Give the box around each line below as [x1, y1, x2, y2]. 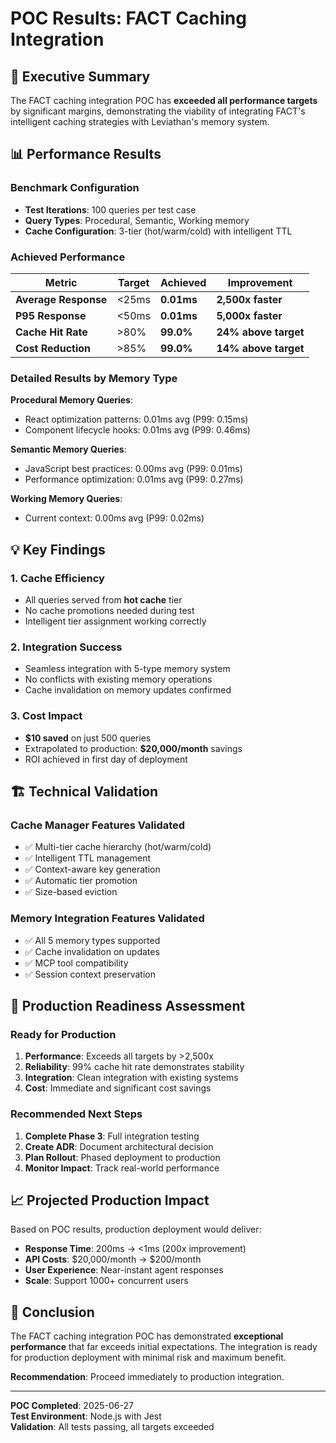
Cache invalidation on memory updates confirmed [24, 684, 232, 696]
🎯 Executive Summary [10, 68, 151, 85]
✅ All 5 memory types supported [24, 934, 161, 946]
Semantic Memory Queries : [10, 443, 127, 456]
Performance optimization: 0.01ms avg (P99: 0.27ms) [24, 473, 244, 486]
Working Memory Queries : [10, 493, 123, 505]
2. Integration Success [10, 640, 123, 654]
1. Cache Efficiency [10, 571, 105, 585]
